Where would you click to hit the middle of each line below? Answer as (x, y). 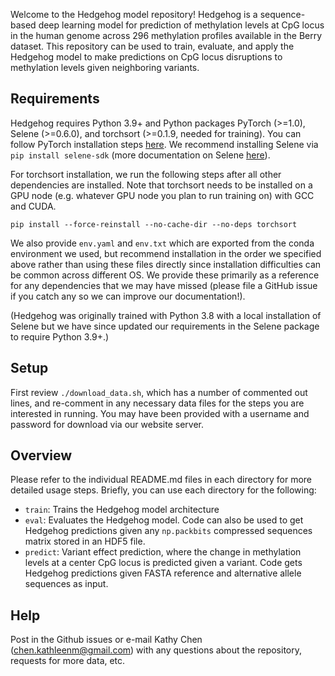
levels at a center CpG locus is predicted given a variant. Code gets (163, 563)
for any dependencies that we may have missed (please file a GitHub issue (164, 285)
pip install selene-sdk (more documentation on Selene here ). (140, 155)
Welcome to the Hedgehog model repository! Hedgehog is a (134, 14)
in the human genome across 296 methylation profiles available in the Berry (166, 35)
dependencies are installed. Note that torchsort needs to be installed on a (161, 185)
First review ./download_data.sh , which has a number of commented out (159, 392)
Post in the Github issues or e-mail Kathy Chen (106, 640)
